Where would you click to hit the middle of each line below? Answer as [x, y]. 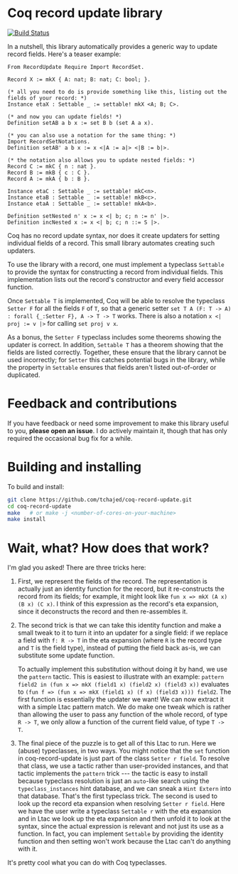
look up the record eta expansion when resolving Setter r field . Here [121, 804]
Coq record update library [85, 13]
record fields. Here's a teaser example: [64, 54]
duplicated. [24, 375]
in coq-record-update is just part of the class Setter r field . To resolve [124, 758]
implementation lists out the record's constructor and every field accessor [116, 279]
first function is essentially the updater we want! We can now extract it [121, 699]
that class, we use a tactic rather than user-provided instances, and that [123, 766]
